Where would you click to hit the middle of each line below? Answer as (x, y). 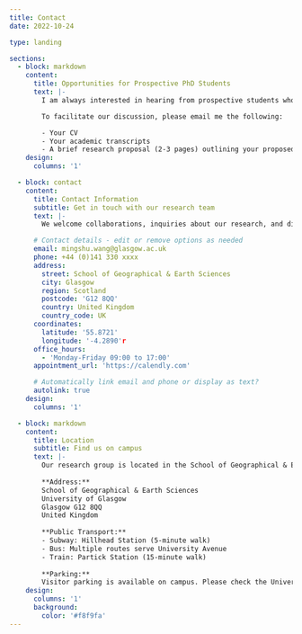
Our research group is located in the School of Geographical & (164, 465)
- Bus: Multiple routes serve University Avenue (134, 549)
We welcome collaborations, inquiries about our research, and (162, 224)
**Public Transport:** (84, 532)
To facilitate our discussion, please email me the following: (162, 116)
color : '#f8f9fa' (74, 616)
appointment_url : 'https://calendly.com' (112, 366)
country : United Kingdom (88, 308)
